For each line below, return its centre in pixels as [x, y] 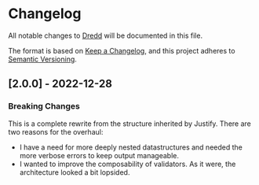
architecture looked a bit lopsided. [75, 172]
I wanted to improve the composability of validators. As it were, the [128, 164]
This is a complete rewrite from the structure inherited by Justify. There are [129, 124]
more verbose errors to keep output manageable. [99, 155]
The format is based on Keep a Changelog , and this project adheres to [122, 50]
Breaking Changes [44, 106]
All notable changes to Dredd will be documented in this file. [105, 35]
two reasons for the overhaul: [56, 131]
